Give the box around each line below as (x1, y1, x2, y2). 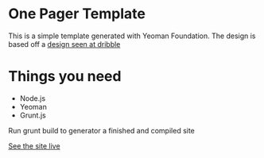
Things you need (8, 67, 122, 86)
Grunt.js (19, 110, 46, 120)
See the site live (8, 141, 61, 151)
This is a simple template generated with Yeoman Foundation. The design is (8, 31, 256, 40)
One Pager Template (8, 5, 146, 23)
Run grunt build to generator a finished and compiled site (8, 125, 195, 135)
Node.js (19, 93, 46, 103)
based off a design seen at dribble (8, 39, 121, 48)
